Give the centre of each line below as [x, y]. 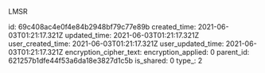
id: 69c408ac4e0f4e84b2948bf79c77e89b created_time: [102, 27]
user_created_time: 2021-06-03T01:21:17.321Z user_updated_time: [116, 44]
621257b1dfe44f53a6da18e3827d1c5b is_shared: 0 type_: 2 [105, 60]
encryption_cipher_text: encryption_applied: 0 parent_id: [157, 52]
